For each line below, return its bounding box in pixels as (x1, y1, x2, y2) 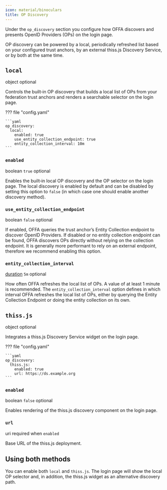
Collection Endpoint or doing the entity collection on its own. (5, 297, 131, 303)
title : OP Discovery (5, 12, 49, 17)
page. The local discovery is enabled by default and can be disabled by (5, 183, 154, 189)
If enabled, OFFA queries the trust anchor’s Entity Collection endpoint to (5, 226, 155, 232)
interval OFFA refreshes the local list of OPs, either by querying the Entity (5, 292, 157, 298)
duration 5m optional (5, 271, 46, 277)
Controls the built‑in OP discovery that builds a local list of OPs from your (5, 89, 157, 95)
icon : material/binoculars (5, 7, 62, 13)
